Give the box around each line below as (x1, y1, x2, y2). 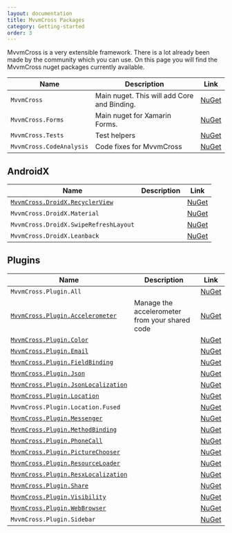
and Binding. (95, 99, 136, 109)
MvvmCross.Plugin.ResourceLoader (10, 459, 121, 467)
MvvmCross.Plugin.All (10, 287, 81, 295)
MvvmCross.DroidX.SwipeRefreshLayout (10, 221, 135, 229)
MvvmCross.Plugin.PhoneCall (10, 436, 103, 445)
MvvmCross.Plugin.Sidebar (10, 515, 96, 523)
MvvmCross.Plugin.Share (10, 481, 89, 490)
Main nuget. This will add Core (95, 91, 194, 101)
